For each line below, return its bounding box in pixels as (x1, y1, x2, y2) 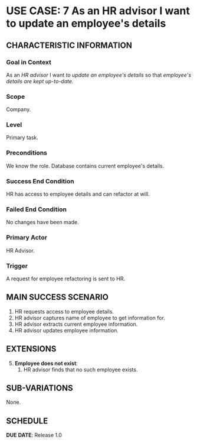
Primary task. (6, 134, 38, 141)
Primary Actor (6, 234, 47, 242)
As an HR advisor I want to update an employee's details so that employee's (6, 71, 192, 78)
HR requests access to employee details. (14, 308, 114, 315)
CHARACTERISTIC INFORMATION (6, 40, 133, 50)
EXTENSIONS (6, 344, 57, 354)
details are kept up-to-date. (6, 77, 74, 85)
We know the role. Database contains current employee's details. (6, 162, 165, 169)
